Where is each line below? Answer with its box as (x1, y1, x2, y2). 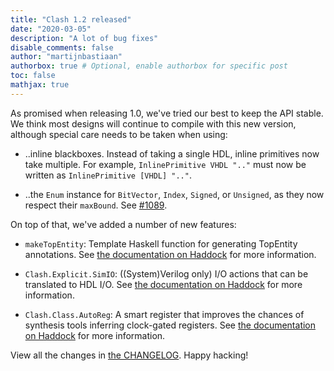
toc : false (10, 71, 56, 81)
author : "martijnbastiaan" (10, 52, 123, 62)
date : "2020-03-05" (10, 24, 92, 34)
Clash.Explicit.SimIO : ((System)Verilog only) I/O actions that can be (24, 267, 309, 280)
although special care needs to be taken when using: (10, 128, 228, 140)
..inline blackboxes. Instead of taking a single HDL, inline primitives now (24, 147, 320, 160)
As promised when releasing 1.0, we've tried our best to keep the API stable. (10, 107, 324, 119)
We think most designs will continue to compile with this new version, (10, 117, 297, 130)
